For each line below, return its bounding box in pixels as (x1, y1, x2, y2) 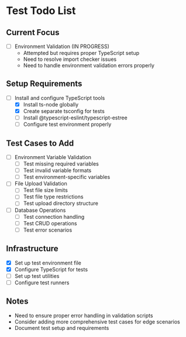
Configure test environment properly (23, 121, 112, 128)
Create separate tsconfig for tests (23, 108, 105, 115)
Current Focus (6, 27, 60, 37)
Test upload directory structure (23, 200, 98, 207)
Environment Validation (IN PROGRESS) (14, 43, 109, 50)
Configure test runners (14, 279, 70, 286)
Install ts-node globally (23, 101, 79, 108)
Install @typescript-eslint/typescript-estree (23, 114, 128, 121)
